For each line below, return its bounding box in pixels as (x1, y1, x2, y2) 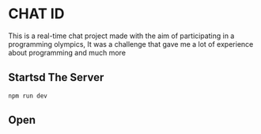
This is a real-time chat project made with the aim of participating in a (8, 31, 235, 40)
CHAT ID (8, 5, 65, 23)
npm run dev (8, 92, 47, 100)
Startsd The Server (8, 71, 104, 84)
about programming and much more (8, 48, 127, 57)
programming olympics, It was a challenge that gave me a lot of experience (8, 39, 254, 48)
